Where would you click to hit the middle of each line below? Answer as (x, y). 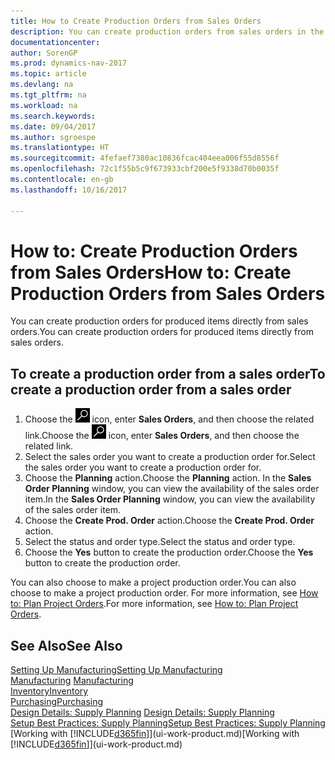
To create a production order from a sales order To (168, 373)
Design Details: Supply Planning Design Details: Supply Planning (142, 712)
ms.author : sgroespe (53, 137)
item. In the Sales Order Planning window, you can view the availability (170, 499)
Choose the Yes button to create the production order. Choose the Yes (169, 552)
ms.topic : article (48, 74)
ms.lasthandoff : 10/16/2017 (69, 190)
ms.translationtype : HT (60, 148)
